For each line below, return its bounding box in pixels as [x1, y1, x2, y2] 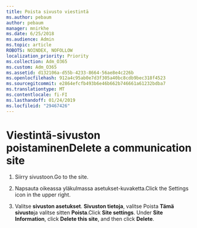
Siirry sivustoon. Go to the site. [14, 173, 89, 180]
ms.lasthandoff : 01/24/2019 [6, 97, 76, 103]
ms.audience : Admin [6, 36, 55, 42]
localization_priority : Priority [6, 53, 89, 59]
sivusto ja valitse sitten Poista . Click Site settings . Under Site [14, 209, 163, 216]
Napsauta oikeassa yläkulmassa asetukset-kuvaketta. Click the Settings [14, 185, 189, 192]
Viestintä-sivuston [6, 129, 101, 142]
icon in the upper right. [14, 191, 71, 198]
